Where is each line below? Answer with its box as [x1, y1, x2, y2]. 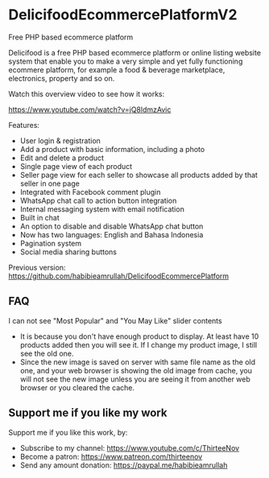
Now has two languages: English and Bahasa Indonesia [19, 229, 204, 239]
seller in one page [19, 179, 81, 188]
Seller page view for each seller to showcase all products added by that [19, 170, 258, 179]
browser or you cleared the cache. [19, 382, 135, 392]
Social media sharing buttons [19, 247, 117, 257]
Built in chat [19, 212, 60, 222]
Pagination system [19, 238, 82, 248]
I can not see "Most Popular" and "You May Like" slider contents [8, 315, 223, 325]
